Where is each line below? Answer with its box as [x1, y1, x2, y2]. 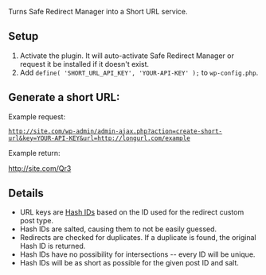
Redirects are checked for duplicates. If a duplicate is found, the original [19, 233, 256, 242]
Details [8, 187, 44, 200]
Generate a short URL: [8, 91, 120, 104]
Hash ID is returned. [19, 242, 86, 251]
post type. [19, 216, 54, 226]
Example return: [8, 148, 61, 157]
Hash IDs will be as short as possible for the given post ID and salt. [19, 258, 239, 268]
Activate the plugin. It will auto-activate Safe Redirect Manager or [19, 51, 235, 60]
